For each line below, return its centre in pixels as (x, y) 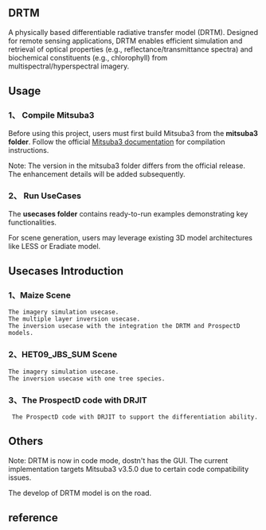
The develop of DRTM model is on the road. (80, 493)
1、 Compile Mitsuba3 (51, 115)
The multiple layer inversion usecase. (74, 319)
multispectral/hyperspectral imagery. (69, 66)
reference (33, 518)
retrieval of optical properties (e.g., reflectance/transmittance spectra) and (131, 49)
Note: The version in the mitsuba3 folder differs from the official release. (127, 166)
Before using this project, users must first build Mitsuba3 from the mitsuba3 (133, 133)
